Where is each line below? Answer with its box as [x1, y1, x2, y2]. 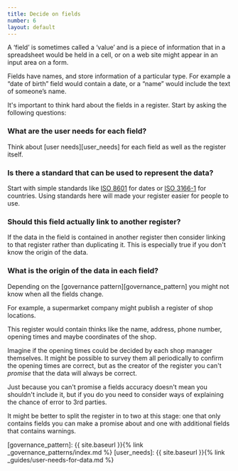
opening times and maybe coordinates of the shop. [7, 332, 157, 341]
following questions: [7, 108, 67, 117]
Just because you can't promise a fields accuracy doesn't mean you [7, 382, 208, 391]
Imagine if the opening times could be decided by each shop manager [7, 346, 212, 354]
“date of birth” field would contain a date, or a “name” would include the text [7, 80, 231, 88]
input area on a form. [7, 58, 69, 67]
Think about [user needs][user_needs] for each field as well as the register [7, 142, 226, 151]
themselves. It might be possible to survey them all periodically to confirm [7, 354, 224, 362]
